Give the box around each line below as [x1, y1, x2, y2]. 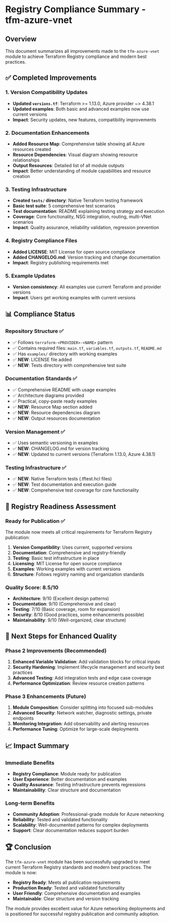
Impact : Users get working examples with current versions [12, 294, 136, 300]
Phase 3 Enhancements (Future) [5, 693, 86, 700]
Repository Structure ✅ [5, 328, 64, 335]
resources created [12, 146, 51, 152]
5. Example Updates [5, 272, 56, 279]
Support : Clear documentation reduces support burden [12, 827, 129, 834]
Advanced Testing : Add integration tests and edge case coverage [12, 675, 151, 681]
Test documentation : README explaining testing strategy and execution [12, 208, 165, 214]
